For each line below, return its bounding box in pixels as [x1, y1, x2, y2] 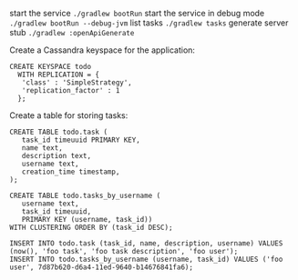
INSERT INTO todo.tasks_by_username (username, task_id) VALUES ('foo [9, 255, 283, 264]
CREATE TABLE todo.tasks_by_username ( [9, 191, 161, 200]
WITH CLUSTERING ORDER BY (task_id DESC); [9, 223, 173, 232]
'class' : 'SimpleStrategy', [21, 78, 132, 87]
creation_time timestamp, [21, 167, 120, 176]
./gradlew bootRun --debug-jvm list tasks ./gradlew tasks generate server [9, 17, 289, 28]
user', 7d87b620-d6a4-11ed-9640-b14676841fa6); [9, 263, 194, 272]
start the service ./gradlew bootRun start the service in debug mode [9, 8, 265, 18]
